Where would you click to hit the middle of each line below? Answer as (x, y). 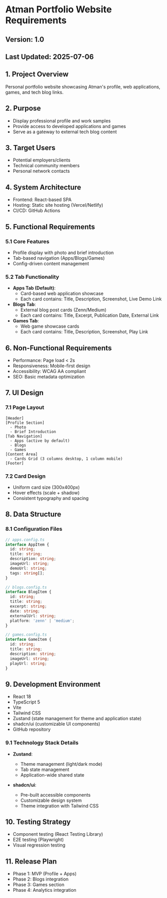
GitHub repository (32, 729)
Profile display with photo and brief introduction (63, 253)
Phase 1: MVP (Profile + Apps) (45, 874)
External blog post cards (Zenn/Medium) (63, 310)
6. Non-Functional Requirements (59, 348)
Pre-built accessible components (55, 795)
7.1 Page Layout (25, 407)
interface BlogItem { (29, 592)
